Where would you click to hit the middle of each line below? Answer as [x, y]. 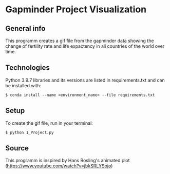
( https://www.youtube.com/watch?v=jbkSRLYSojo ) [59, 166]
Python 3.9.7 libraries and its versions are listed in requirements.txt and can [85, 80]
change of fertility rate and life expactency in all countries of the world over [85, 46]
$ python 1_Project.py [30, 132]
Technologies [28, 68]
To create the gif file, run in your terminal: [49, 123]
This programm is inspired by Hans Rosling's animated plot [68, 161]
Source [17, 148]
